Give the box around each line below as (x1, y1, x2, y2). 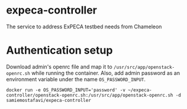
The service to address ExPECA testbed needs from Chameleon (6, 23, 162, 30)
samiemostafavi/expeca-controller (6, 97, 92, 103)
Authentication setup (6, 44, 113, 57)
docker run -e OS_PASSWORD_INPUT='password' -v (6, 87, 126, 93)
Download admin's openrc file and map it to (6, 63, 112, 70)
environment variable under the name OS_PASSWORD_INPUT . (6, 75, 146, 82)
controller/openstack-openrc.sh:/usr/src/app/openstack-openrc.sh (6, 92, 173, 98)
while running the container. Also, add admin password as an (31, 69, 180, 77)
